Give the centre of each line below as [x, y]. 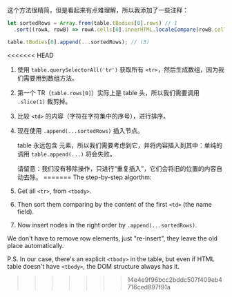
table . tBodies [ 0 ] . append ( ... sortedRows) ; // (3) [78, 42]
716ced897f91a [149, 287]
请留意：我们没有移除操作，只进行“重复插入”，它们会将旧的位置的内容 [117, 168]
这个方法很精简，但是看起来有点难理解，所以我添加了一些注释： [98, 10]
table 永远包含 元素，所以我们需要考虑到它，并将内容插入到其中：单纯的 [120, 145]
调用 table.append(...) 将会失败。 [66, 154]
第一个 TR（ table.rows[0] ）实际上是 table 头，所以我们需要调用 [108, 92]
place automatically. [36, 245]
